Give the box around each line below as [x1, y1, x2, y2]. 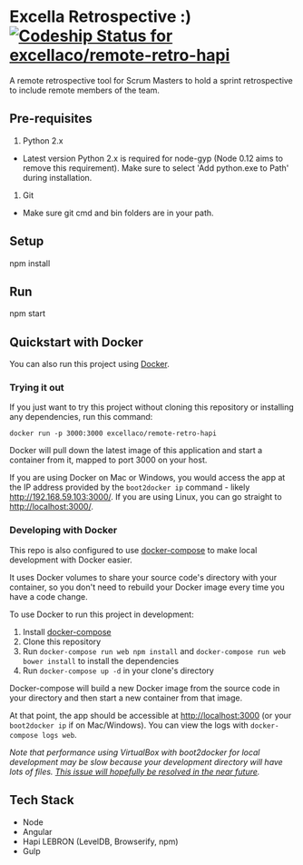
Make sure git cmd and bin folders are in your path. [22, 207, 215, 218]
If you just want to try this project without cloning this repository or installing [9, 402, 295, 413]
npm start [9, 308, 46, 319]
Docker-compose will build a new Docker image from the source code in [9, 682, 280, 693]
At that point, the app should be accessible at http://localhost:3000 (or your [9, 710, 292, 721]
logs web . [42, 729, 77, 740]
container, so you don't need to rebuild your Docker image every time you [9, 582, 285, 592]
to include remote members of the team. [9, 85, 161, 95]
